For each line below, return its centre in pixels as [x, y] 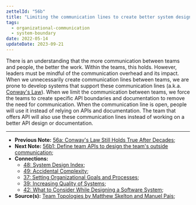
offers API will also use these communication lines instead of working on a [95, 117]
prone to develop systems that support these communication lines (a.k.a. [94, 86]
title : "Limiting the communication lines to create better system [90, 17]
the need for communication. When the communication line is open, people [97, 104]
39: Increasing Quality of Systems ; [65, 183]
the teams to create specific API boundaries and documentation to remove [96, 98]
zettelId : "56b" [26, 11]
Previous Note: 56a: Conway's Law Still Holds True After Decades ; [95, 140]
